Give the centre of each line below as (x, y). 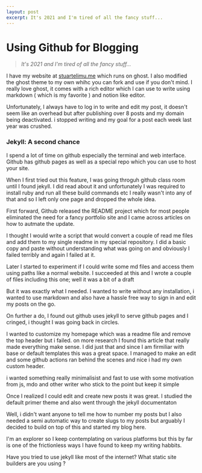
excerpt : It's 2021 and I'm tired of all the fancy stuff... (85, 18)
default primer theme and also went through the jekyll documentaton (91, 402)
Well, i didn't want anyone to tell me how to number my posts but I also (94, 414)
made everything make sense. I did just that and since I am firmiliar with (95, 346)
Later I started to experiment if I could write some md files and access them (100, 266)
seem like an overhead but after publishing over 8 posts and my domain (95, 113)
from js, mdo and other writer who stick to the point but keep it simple (93, 384)
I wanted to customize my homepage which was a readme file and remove (99, 334)
